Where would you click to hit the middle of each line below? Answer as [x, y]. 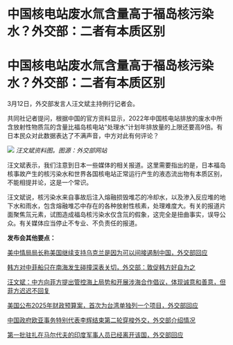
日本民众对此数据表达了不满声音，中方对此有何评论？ [83, 136]
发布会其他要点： [32, 238]
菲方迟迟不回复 [28, 291]
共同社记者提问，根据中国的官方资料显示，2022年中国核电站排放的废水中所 [115, 118]
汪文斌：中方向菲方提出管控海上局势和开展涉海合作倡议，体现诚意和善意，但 [116, 282]
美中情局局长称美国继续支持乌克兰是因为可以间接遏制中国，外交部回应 [107, 253]
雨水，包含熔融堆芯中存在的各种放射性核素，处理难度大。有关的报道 [122, 206]
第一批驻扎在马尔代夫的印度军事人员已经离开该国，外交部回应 [95, 335]
